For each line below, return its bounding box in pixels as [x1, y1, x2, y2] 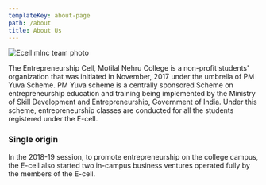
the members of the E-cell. [8, 168, 96, 179]
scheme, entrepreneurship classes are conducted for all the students [8, 106, 234, 115]
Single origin [8, 134, 58, 145]
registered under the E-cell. [8, 114, 98, 124]
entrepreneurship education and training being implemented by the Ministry [8, 89, 256, 98]
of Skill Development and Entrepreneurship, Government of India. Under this [8, 97, 257, 107]
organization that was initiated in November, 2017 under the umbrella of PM [8, 72, 255, 82]
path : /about [8, 19, 52, 27]
